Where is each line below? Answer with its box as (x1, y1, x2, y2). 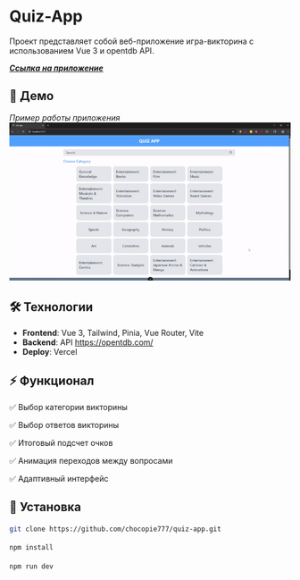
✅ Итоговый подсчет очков (9, 437, 113, 448)
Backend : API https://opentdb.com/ (21, 337, 154, 348)
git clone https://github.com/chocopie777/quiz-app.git (9, 525, 221, 534)
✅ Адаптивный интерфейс (9, 473, 109, 483)
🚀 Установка (9, 500, 82, 515)
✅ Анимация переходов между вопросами (9, 455, 173, 466)
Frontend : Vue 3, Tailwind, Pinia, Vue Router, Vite (21, 328, 204, 339)
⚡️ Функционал (9, 374, 95, 389)
